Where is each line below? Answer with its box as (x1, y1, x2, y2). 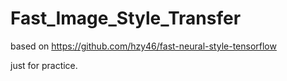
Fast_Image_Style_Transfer (10, 7, 242, 30)
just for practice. (10, 59, 78, 71)
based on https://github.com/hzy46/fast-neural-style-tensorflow (10, 40, 277, 52)
